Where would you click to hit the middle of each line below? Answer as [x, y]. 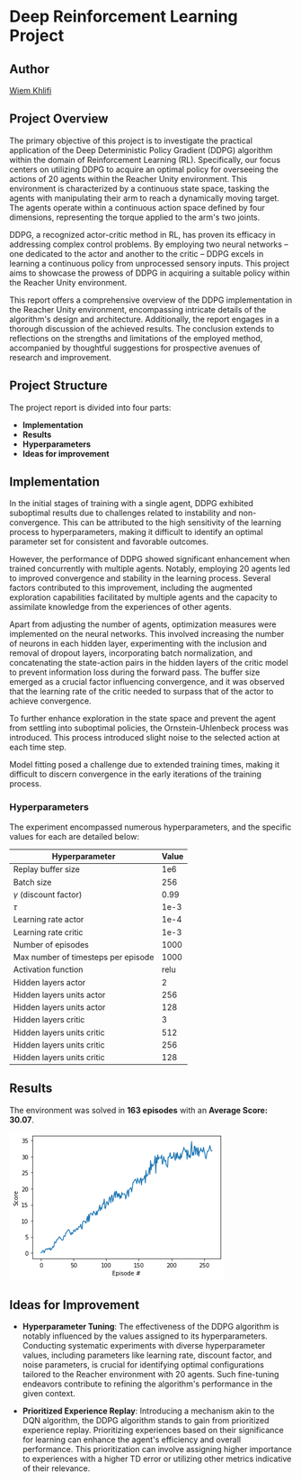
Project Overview [59, 119]
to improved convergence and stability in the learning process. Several [140, 578]
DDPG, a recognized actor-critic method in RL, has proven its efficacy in [142, 234]
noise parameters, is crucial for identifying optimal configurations [143, 1365]
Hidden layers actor [49, 982]
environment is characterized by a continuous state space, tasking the [139, 188]
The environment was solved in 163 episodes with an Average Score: [138, 1110]
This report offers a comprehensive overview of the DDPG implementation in [151, 300]
